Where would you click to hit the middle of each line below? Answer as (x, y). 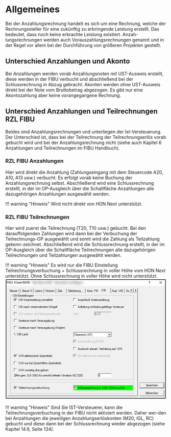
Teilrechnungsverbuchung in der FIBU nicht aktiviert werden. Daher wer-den (86, 413)
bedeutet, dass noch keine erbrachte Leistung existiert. (63, 34)
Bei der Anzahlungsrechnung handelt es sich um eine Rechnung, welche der (86, 23)
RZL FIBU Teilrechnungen (38, 217)
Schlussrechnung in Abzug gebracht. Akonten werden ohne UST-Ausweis (83, 84)
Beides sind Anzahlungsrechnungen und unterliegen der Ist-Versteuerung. (83, 132)
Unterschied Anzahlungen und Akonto (68, 62)
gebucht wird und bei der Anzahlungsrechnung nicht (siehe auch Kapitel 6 (83, 142)
